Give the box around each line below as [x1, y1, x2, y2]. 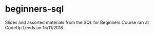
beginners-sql [5, 3, 64, 15]
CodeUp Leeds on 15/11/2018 [5, 24, 63, 30]
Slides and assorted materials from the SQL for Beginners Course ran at [5, 19, 149, 25]
